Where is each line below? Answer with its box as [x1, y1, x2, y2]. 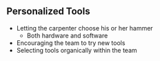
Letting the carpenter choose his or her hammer [16, 24, 153, 32]
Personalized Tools [6, 6, 90, 17]
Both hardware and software [26, 31, 108, 40]
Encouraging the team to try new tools [16, 38, 126, 47]
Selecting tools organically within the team [16, 46, 137, 54]
